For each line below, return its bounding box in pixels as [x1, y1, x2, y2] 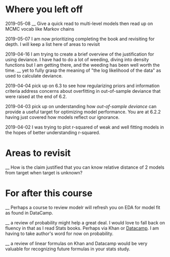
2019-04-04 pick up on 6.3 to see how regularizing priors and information [5, 83, 160, 89]
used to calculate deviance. [5, 72, 63, 79]
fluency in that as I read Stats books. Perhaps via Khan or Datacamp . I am [5, 225, 159, 231]
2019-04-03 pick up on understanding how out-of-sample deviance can [5, 103, 157, 109]
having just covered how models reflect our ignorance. [5, 114, 120, 120]
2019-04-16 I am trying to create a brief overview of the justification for [5, 51, 154, 57]
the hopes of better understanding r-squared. [5, 129, 100, 136]
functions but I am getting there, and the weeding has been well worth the [5, 62, 160, 68]
